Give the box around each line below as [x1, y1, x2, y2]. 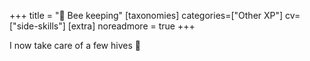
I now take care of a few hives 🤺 [9, 40, 141, 51]
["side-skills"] [9, 20, 66, 32]
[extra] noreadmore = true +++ [67, 20, 196, 32]
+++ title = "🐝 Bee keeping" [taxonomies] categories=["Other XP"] [9, 10, 284, 21]
